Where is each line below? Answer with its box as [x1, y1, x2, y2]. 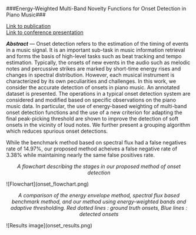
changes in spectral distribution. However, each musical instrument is [6, 72, 175, 78]
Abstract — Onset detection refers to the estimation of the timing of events [6, 41, 189, 47]
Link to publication [6, 23, 51, 29]
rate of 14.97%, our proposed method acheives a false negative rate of [6, 145, 178, 152]
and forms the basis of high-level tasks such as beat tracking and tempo [6, 53, 182, 59]
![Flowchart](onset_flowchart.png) [6, 180, 89, 187]
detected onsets [79, 211, 119, 217]
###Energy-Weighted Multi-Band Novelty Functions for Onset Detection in [6, 5, 187, 12]
